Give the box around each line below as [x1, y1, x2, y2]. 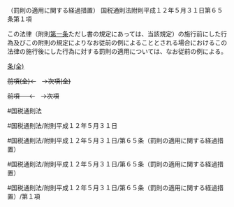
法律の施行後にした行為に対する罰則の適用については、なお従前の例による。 [7, 48, 227, 55]
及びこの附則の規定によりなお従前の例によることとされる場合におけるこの [13, 38, 228, 47]
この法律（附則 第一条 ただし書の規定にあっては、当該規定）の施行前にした [7, 30, 221, 38]
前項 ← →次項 [7, 92, 59, 100]
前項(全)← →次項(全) [7, 77, 71, 85]
